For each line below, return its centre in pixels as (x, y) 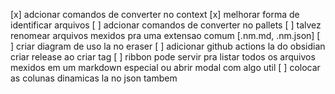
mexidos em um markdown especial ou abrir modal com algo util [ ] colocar (165, 67)
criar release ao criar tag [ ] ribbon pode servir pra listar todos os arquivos (163, 57)
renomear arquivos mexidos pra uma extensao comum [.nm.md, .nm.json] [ (165, 35)
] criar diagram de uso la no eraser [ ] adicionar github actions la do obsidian (168, 46)
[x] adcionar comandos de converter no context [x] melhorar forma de (155, 14)
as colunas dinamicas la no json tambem (94, 78)
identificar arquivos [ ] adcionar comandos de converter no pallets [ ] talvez (166, 25)
